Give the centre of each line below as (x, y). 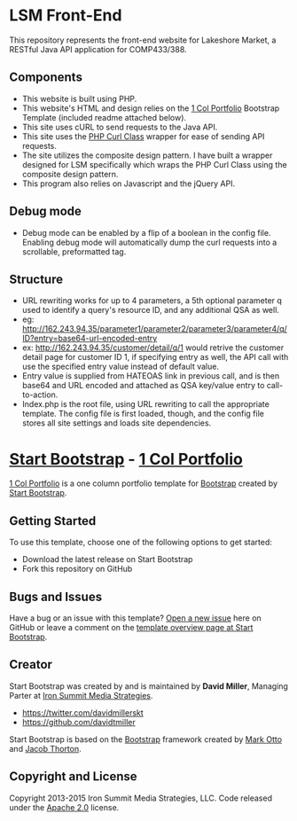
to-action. (40, 395)
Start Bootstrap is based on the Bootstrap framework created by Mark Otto (145, 739)
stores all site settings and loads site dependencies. (117, 423)
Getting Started (53, 521)
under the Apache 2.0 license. (64, 807)
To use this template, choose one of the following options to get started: (141, 543)
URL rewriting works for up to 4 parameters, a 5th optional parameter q (152, 301)
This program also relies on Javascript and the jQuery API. (129, 184)
